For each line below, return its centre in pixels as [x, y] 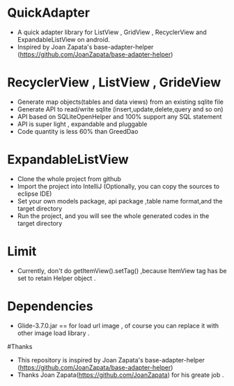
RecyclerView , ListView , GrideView [114, 83]
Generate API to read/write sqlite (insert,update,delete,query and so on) [120, 109]
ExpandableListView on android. [63, 39]
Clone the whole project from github [69, 178]
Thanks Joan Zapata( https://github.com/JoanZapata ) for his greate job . [120, 375]
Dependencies [50, 306]
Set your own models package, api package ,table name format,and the [120, 201]
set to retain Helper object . [56, 278]
